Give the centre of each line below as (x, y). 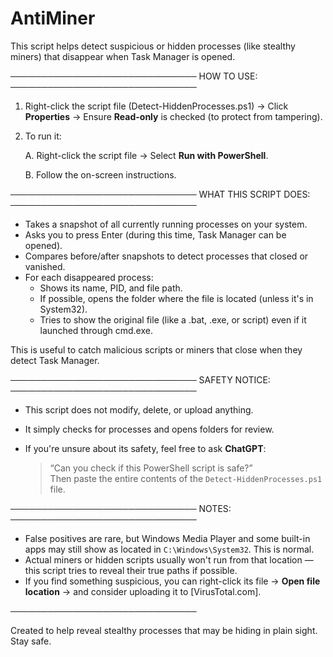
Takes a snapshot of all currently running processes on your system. (166, 224)
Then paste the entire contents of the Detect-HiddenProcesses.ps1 (186, 478)
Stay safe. (31, 641)
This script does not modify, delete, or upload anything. (139, 409)
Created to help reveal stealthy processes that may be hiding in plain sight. (164, 630)
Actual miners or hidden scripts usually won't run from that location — (169, 559)
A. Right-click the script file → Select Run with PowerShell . (146, 155)
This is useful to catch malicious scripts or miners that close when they (156, 349)
